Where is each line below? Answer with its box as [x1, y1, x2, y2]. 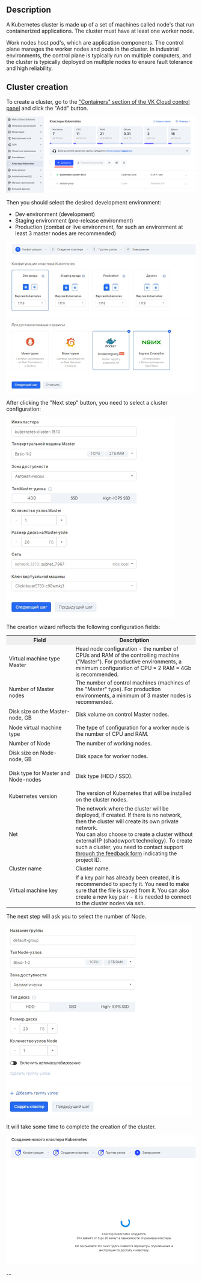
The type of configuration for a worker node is [75, 724, 190, 731]
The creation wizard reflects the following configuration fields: [6, 624, 161, 631]
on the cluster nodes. [75, 795, 128, 803]
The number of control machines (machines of [75, 679, 191, 686]
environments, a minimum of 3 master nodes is [75, 692, 191, 699]
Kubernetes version [8, 792, 58, 800]
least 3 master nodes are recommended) [14, 229, 116, 237]
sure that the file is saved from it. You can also [75, 887, 189, 894]
